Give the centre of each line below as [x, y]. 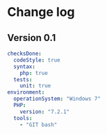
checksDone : [24, 53]
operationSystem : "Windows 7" [57, 99]
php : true [34, 73]
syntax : [25, 67]
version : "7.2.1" [45, 112]
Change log [41, 12]
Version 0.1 [32, 38]
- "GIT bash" [39, 125]
